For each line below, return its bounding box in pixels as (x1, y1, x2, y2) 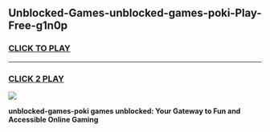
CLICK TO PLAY (8, 43, 71, 54)
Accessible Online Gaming (8, 114, 99, 124)
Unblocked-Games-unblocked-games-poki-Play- (8, 6, 262, 20)
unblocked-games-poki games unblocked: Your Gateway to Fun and (8, 106, 241, 115)
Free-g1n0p (8, 19, 68, 33)
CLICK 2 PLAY (8, 73, 64, 84)
